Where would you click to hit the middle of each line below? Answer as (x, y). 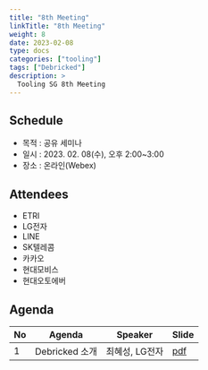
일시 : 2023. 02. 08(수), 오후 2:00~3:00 (93, 154)
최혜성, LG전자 (134, 352)
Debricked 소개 (67, 352)
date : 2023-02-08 (42, 43)
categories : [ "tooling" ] (55, 59)
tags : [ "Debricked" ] (48, 68)
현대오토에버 (44, 281)
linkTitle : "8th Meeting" (57, 26)
